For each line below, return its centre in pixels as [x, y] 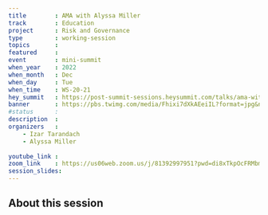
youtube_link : [33, 156]
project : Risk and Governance [69, 30]
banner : [33, 104]
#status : [33, 112]
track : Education [51, 23]
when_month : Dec [41, 75]
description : [33, 119]
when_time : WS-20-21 [49, 90]
